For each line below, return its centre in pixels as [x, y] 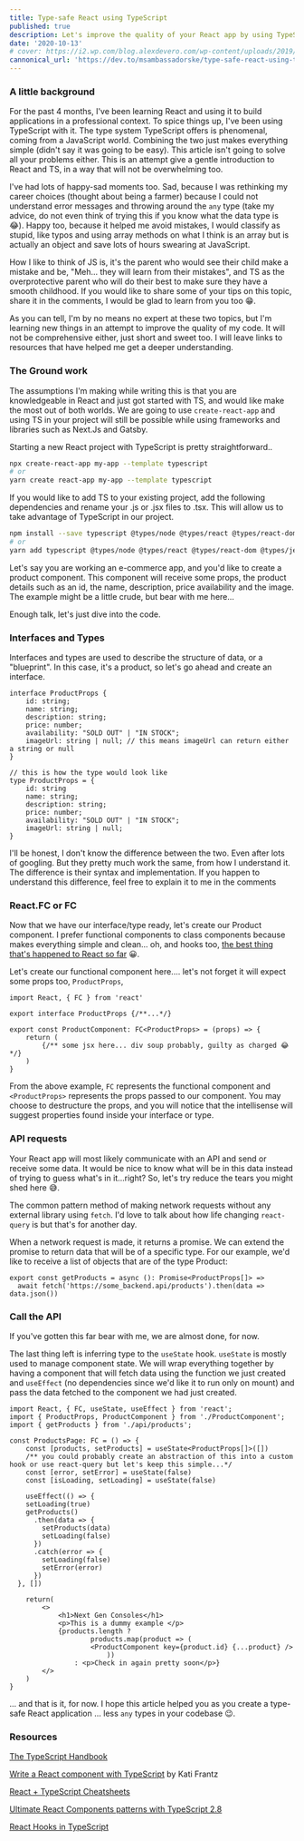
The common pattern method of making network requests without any [140, 1205]
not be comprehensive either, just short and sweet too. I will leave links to [146, 338]
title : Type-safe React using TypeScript [89, 18]
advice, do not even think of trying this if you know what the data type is [144, 216]
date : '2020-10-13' [46, 43]
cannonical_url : [40, 60]
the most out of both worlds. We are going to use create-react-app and [142, 410]
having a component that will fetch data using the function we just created [148, 1373]
